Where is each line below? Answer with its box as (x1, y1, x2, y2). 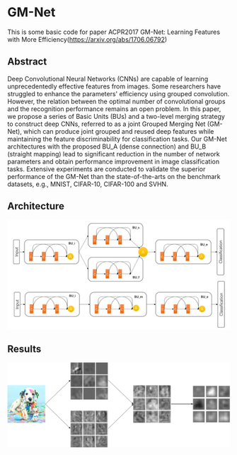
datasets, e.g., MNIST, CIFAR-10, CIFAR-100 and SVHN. (7, 180, 168, 188)
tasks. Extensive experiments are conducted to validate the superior (7, 164, 206, 173)
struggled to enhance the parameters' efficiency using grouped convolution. (7, 89, 230, 98)
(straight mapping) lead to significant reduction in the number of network (7, 149, 221, 158)
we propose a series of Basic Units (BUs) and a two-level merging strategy (7, 112, 225, 120)
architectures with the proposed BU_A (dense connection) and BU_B (7, 142, 207, 151)
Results (7, 343, 42, 355)
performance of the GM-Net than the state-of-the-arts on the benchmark (7, 172, 221, 180)
